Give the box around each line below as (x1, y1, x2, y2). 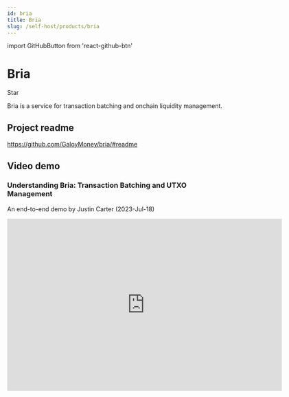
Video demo (7, 160, 60, 172)
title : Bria (7, 17, 41, 23)
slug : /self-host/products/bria (7, 23, 100, 30)
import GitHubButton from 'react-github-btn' (7, 42, 133, 50)
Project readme (7, 122, 74, 133)
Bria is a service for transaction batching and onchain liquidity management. (7, 102, 223, 110)
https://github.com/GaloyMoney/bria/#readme (7, 140, 138, 149)
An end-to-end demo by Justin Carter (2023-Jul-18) (7, 204, 155, 213)
